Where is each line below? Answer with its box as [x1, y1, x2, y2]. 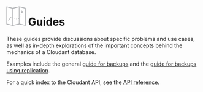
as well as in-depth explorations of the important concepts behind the [6, 42, 183, 49]
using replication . [6, 66, 50, 74]
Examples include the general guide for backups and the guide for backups [6, 60, 197, 67]
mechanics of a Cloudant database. [6, 48, 96, 55]
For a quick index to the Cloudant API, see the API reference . [6, 79, 159, 86]
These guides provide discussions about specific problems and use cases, [6, 35, 195, 42]
